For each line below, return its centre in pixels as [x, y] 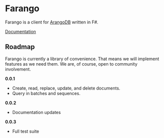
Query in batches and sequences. [46, 93]
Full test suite [25, 131]
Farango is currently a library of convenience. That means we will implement [82, 59]
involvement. [18, 69]
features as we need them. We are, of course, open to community [71, 64]
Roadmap [20, 47]
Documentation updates [36, 112]
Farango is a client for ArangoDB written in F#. [52, 22]
